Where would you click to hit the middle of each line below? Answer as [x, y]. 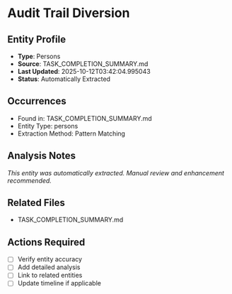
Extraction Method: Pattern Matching [71, 134]
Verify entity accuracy [50, 259]
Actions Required [46, 242]
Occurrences [37, 101]
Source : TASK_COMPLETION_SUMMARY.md [83, 64]
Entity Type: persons [48, 126]
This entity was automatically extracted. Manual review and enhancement [116, 173]
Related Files [36, 203]
